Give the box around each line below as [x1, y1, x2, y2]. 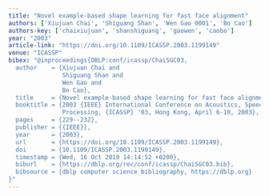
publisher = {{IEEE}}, [15, 123, 91, 131]
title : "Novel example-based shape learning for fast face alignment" [8, 11, 249, 20]
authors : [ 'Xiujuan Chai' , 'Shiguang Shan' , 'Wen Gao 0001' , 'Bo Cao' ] [8, 19, 252, 27]
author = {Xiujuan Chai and [15, 64, 120, 72]
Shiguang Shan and [62, 71, 124, 79]
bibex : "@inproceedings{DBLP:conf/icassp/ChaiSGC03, [8, 57, 188, 65]
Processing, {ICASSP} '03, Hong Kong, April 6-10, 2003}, [62, 109, 260, 117]
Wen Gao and [62, 78, 102, 86]
